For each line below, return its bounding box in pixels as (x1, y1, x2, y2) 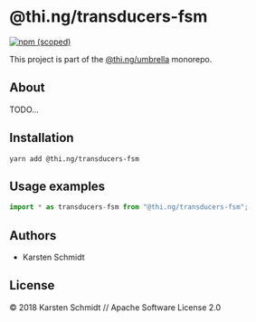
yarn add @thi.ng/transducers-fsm (9, 154, 140, 164)
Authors (9, 228, 57, 243)
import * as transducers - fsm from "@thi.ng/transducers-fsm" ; (9, 203, 249, 212)
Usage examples (9, 178, 106, 194)
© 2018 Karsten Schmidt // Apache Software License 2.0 (9, 301, 222, 313)
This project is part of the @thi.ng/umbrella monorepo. (9, 53, 213, 64)
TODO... (9, 104, 39, 115)
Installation (9, 130, 74, 146)
